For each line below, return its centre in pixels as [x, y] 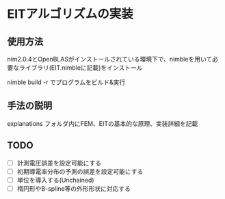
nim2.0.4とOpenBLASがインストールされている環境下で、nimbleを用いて [110, 59]
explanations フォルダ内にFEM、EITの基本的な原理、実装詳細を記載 [103, 123]
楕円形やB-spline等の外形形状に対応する [74, 188]
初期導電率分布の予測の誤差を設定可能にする [80, 171]
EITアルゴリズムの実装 [70, 14]
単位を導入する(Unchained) [55, 180]
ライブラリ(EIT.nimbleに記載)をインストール [81, 68]
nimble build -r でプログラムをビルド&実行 [66, 82]
